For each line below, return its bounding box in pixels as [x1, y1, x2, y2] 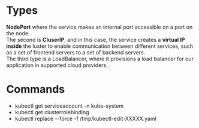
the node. [6, 29, 30, 36]
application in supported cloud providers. [6, 61, 108, 69]
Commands [6, 83, 65, 96]
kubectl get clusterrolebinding [14, 108, 89, 115]
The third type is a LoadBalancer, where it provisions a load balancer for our [6, 55, 194, 62]
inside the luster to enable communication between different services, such [6, 42, 194, 50]
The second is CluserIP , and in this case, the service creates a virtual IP [6, 36, 185, 43]
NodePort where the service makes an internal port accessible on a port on [6, 23, 193, 31]
